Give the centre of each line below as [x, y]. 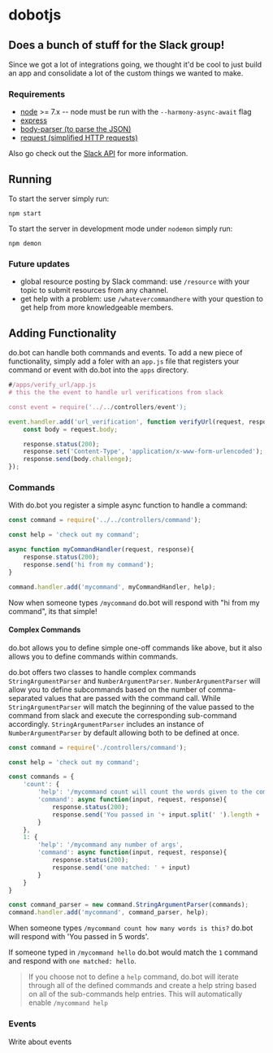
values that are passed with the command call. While [132, 698]
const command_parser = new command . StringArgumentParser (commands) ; [129, 905]
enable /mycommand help [68, 1003]
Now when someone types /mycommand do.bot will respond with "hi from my [134, 603]
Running [30, 179]
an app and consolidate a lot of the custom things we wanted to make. [126, 73]
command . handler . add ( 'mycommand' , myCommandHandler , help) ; [113, 587]
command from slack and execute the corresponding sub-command [123, 715]
